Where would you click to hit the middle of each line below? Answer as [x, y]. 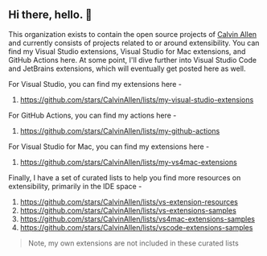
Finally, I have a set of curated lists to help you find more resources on [125, 177]
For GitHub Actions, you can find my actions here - [92, 115]
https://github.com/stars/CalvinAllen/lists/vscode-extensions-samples [136, 227]
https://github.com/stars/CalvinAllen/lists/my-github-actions [120, 130]
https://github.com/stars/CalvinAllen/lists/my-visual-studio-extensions [137, 99]
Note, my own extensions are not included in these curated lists [133, 243]
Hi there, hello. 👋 [50, 15]
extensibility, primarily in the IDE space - [75, 186]
